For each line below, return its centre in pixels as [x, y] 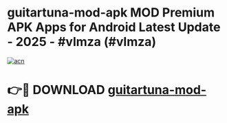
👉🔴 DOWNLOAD [56, 90]
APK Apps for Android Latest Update [114, 27]
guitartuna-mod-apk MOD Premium [111, 13]
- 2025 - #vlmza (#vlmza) [82, 42]
